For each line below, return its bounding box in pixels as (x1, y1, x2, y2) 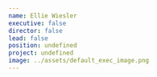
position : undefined (8, 42, 78, 50)
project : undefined (8, 49, 74, 57)
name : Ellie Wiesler (8, 11, 78, 20)
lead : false (8, 34, 48, 43)
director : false (8, 26, 63, 34)
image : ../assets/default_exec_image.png (8, 57, 150, 65)
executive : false (8, 19, 67, 27)
